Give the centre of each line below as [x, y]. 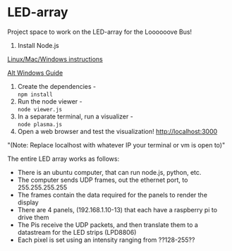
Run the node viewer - [50, 101]
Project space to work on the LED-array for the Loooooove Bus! [100, 32]
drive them [33, 217]
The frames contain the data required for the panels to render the [112, 195]
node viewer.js [40, 109]
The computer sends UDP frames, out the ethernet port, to [103, 180]
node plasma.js [40, 124]
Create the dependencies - [57, 86]
